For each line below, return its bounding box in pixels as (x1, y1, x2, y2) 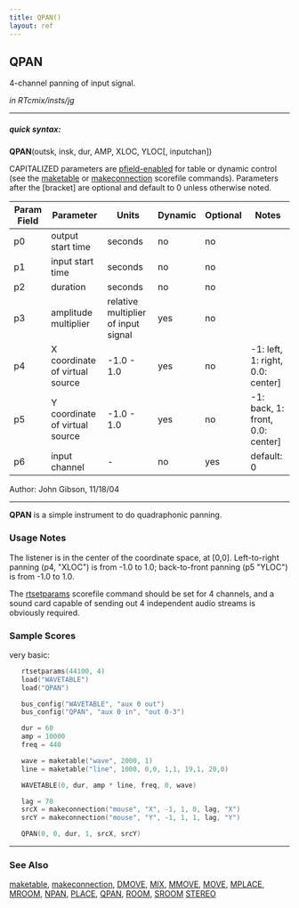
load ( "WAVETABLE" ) (20, 675, 90, 684)
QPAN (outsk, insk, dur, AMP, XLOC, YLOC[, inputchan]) (9, 146, 213, 157)
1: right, (250, 354, 283, 367)
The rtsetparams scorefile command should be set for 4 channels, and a (9, 588, 274, 599)
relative (107, 296, 139, 308)
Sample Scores (9, 629, 77, 642)
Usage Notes (9, 531, 67, 544)
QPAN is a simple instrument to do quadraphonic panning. (9, 509, 222, 521)
